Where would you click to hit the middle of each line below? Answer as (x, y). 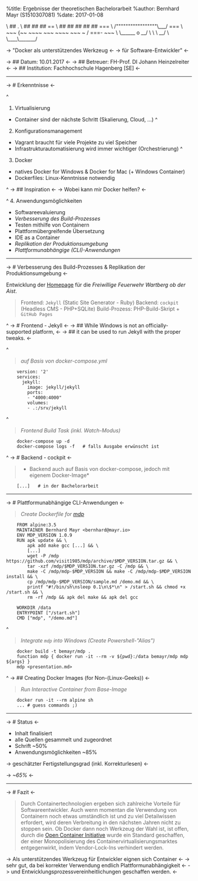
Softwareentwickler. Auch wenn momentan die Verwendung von (99, 810)
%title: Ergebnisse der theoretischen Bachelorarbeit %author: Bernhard (93, 9)
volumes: (38, 403)
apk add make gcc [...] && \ (63, 546)
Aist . (12, 291)
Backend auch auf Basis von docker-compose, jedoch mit (99, 469)
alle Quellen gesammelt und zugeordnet (63, 740)
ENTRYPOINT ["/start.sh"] (49, 613)
